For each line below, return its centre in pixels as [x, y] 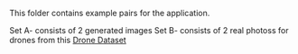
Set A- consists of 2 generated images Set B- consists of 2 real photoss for [149, 30]
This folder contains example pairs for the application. [110, 13]
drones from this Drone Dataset [68, 40]
